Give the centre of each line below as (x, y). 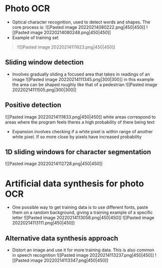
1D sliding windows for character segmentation (78, 152)
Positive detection (33, 105)
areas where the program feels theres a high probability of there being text (80, 122)
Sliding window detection (45, 62)
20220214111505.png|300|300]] (44, 90)
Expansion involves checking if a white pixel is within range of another (82, 131)
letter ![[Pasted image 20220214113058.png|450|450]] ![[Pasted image (83, 218)
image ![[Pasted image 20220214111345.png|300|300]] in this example (83, 79)
